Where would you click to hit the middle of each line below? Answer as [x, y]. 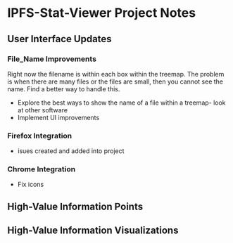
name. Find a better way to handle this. [64, 88]
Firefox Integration [40, 136]
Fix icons [31, 185]
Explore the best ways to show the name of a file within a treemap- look [122, 103]
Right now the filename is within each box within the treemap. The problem [116, 74]
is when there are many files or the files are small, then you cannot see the [115, 81]
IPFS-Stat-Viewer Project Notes [101, 13]
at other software [43, 110]
